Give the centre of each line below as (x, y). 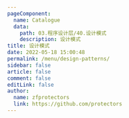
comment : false (29, 78)
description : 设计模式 (50, 40)
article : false (29, 71)
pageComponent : (29, 14)
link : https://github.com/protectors (68, 104)
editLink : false (31, 85)
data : (21, 26)
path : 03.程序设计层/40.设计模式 (63, 33)
